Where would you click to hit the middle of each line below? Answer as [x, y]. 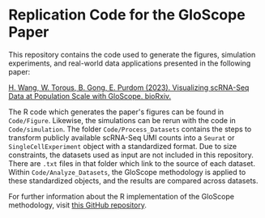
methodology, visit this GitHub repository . [78, 205]
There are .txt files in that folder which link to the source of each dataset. [132, 163]
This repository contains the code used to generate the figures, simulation [132, 54]
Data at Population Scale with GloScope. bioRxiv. [90, 96]
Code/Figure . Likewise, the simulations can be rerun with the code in [122, 120]
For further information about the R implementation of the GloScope [122, 196]
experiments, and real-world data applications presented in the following [130, 63]
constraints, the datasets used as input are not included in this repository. [131, 155]
